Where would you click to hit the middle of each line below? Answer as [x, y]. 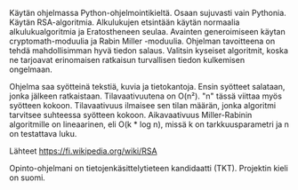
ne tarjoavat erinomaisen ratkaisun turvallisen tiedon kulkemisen [127, 60]
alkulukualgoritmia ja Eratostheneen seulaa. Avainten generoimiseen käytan [148, 32]
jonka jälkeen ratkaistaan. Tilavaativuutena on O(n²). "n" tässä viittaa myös [146, 96]
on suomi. [28, 178]
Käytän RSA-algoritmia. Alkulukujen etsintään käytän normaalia [125, 22]
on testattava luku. [43, 134]
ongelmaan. [31, 69]
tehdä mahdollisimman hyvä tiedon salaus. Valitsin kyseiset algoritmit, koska [149, 51]
